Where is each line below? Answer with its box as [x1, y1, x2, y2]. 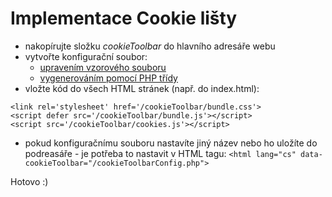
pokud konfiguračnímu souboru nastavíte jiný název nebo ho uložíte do [24, 137, 318, 149]
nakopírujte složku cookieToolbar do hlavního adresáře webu [24, 40, 276, 52]
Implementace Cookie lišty [10, 7, 238, 30]
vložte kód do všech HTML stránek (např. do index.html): [24, 82, 260, 94]
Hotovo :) [10, 175, 49, 187]
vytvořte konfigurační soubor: [24, 50, 148, 62]
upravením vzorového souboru [39, 61, 167, 73]
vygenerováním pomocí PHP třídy [39, 72, 178, 84]
